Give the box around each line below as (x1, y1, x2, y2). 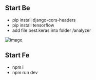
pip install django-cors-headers (12, 17, 76, 23)
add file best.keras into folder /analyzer (12, 27, 91, 33)
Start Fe (5, 51, 30, 59)
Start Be (5, 4, 30, 12)
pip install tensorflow (12, 22, 55, 28)
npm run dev (12, 69, 38, 75)
